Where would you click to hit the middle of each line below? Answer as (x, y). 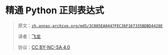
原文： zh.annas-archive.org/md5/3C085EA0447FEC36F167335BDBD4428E (90, 25)
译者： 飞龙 (29, 36)
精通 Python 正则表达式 (55, 10)
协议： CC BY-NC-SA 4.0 (44, 47)
